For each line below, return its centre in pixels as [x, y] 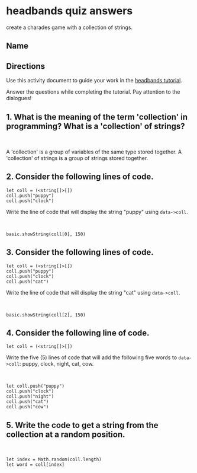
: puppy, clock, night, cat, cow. [56, 364]
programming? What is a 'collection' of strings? [96, 126]
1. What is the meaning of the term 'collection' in [97, 117]
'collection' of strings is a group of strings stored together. [77, 158]
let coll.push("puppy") [35, 386]
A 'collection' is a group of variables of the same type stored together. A [94, 152]
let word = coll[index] [35, 465]
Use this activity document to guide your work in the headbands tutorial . [94, 81]
